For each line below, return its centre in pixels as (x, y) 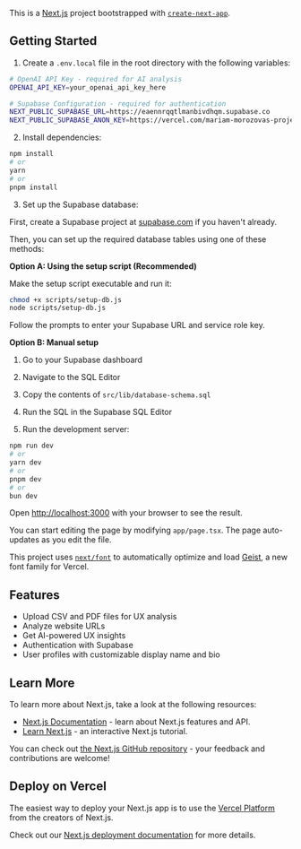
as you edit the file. (77, 540)
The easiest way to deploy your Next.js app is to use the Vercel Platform (142, 808)
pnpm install (34, 187)
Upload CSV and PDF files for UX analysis (99, 617)
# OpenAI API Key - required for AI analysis (95, 79)
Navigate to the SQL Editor (71, 377)
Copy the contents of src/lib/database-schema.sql (116, 394)
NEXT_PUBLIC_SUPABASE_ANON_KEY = (69, 120)
